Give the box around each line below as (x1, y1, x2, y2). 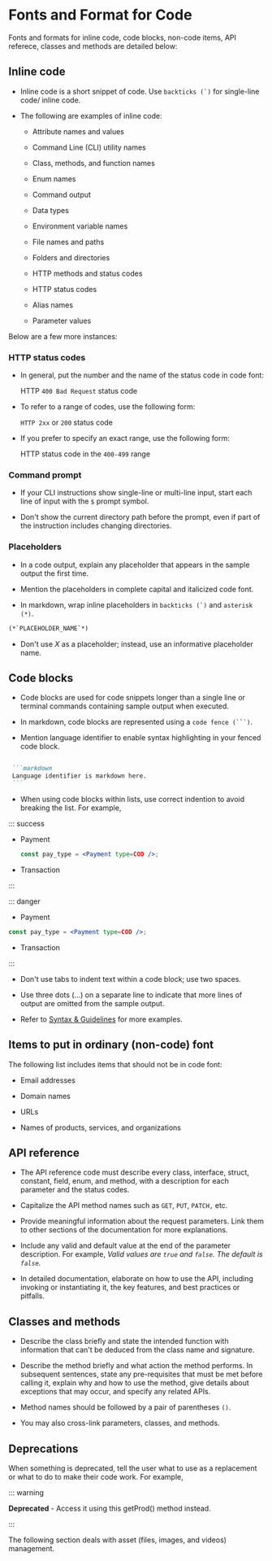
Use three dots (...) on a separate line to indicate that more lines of (19, 990, 243, 1000)
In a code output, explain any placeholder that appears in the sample (19, 560, 250, 569)
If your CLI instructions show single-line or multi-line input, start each (19, 488, 253, 498)
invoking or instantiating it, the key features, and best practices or (19, 1283, 240, 1293)
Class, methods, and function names (32, 158, 156, 168)
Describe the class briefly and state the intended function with (19, 1336, 229, 1346)
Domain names (19, 1091, 71, 1101)
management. (8, 1543, 55, 1553)
